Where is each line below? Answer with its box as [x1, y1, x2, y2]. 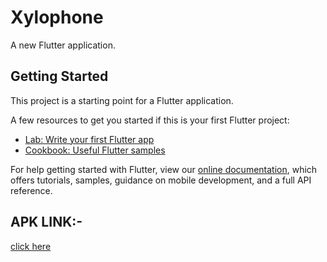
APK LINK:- [10, 214, 83, 231]
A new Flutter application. [10, 39, 116, 51]
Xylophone [10, 6, 104, 29]
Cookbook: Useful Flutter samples [24, 144, 166, 156]
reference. [10, 184, 53, 196]
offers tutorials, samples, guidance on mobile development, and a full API [10, 174, 312, 186]
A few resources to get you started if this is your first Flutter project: [10, 114, 290, 126]
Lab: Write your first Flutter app [24, 133, 155, 145]
